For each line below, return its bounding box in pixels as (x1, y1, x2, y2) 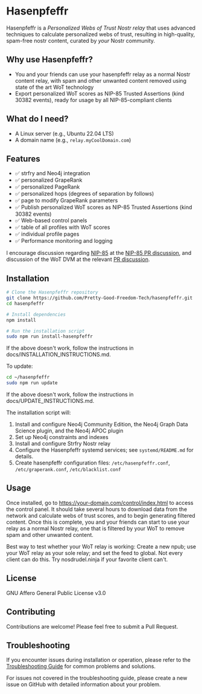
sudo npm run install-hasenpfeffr (6, 333, 93, 339)
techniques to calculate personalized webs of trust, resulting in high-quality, (6, 30, 195, 37)
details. (14, 453, 34, 460)
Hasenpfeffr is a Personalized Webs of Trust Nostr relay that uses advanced (6, 24, 196, 31)
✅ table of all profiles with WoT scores (14, 223, 110, 231)
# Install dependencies (6, 311, 66, 318)
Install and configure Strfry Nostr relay (14, 440, 111, 448)
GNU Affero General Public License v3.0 (6, 589, 106, 596)
